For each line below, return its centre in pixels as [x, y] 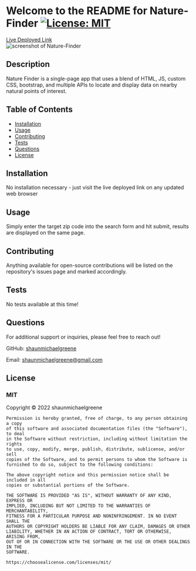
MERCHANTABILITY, [27, 511]
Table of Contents [40, 110]
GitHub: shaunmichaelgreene [41, 348]
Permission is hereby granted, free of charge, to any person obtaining [97, 419]
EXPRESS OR [19, 501]
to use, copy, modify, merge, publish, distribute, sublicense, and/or [95, 449]
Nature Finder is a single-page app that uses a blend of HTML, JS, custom [96, 78]
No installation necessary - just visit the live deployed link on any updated [95, 188]
